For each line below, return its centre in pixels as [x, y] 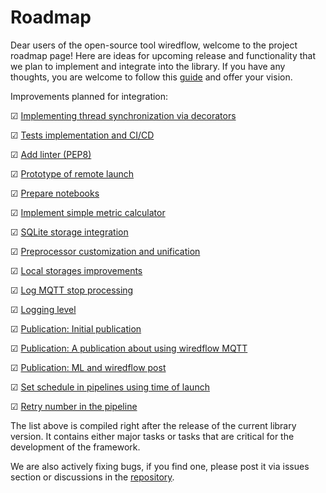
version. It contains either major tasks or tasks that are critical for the [152, 436]
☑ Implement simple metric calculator [88, 212]
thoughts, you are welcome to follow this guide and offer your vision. [151, 77]
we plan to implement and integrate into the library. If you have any [148, 66]
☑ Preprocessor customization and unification [105, 251]
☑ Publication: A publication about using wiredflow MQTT [129, 348]
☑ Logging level [43, 309]
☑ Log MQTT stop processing [72, 290]
